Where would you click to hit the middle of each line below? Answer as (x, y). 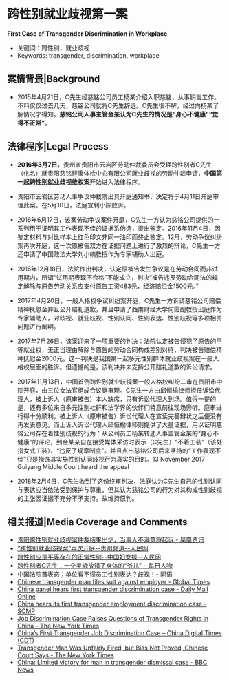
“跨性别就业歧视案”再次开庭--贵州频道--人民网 (83, 548)
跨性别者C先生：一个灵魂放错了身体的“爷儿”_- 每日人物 (95, 566)
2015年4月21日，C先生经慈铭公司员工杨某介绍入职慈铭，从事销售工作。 (118, 96)
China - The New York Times (58, 626)
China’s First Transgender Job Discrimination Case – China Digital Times (119, 633)
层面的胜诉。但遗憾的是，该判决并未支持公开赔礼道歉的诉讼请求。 (123, 367)
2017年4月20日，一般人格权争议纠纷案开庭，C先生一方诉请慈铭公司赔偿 (119, 300)
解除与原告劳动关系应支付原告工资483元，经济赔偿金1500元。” (111, 286)
